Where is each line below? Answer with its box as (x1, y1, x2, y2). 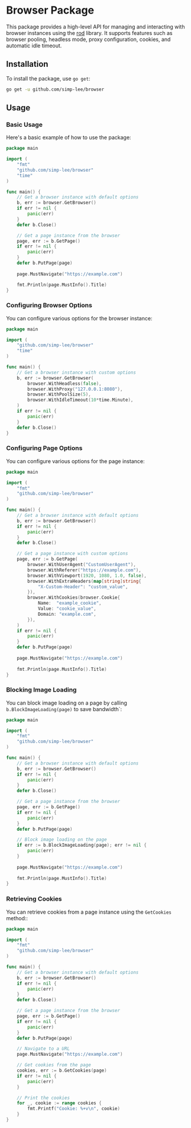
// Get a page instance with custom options (17, 551, 128, 557)
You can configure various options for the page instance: (6, 457, 145, 465)
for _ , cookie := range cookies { (17, 1100, 102, 1106)
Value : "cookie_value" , (37, 606, 96, 612)
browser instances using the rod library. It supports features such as (6, 29, 173, 36)
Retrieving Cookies (6, 895, 62, 903)
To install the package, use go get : (6, 75, 90, 82)
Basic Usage (6, 120, 43, 128)
